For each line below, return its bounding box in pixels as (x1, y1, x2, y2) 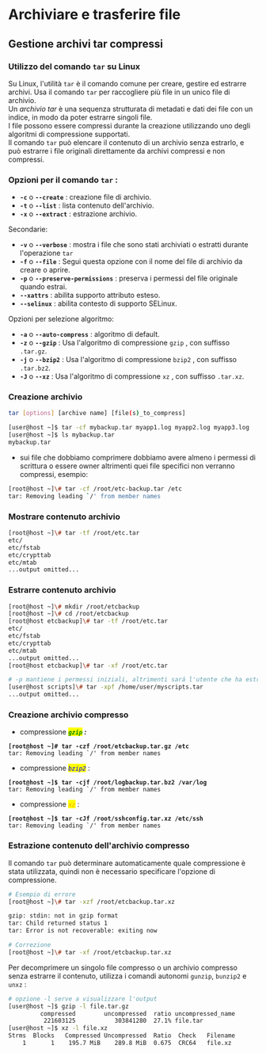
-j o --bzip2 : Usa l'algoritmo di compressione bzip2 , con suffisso (19, 355, 237, 364)
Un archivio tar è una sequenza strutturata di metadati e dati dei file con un (8, 104, 253, 113)
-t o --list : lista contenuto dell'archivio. (19, 200, 154, 211)
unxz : (8, 979, 27, 989)
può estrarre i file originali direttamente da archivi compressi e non (8, 146, 226, 155)
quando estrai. (19, 282, 67, 292)
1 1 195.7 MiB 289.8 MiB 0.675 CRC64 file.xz (22, 1040, 232, 1047)
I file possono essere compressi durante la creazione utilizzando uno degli (8, 120, 251, 130)
